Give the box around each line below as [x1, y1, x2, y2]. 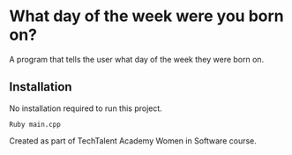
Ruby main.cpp [9, 120, 62, 129]
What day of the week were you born [9, 6, 284, 26]
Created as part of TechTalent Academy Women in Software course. [9, 135, 258, 146]
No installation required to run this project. [9, 103, 163, 114]
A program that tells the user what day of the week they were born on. [9, 54, 265, 64]
